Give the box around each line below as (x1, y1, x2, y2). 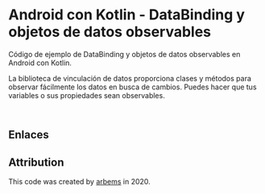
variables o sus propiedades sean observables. (8, 90, 165, 100)
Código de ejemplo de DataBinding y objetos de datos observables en (8, 49, 241, 59)
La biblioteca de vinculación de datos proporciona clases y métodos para (8, 73, 252, 83)
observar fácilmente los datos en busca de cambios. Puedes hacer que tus (8, 82, 257, 92)
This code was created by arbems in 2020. (8, 177, 151, 187)
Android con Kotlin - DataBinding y (8, 6, 246, 24)
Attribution (8, 155, 64, 169)
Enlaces (8, 128, 50, 142)
